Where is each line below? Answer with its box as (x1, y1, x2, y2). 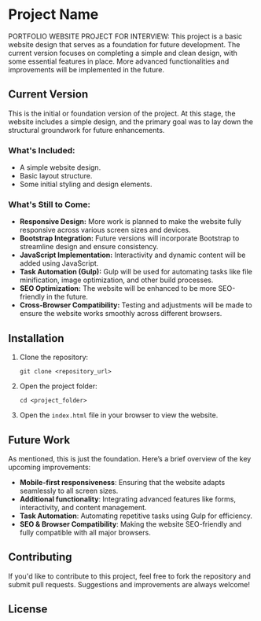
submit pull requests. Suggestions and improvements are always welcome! (8, 579, 250, 589)
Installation (8, 332, 64, 345)
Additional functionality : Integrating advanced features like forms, (19, 494, 236, 504)
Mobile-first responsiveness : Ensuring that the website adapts (19, 477, 226, 487)
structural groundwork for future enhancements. (8, 125, 165, 134)
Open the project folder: (19, 381, 98, 391)
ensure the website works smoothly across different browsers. (19, 309, 222, 318)
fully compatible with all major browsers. (19, 527, 151, 537)
